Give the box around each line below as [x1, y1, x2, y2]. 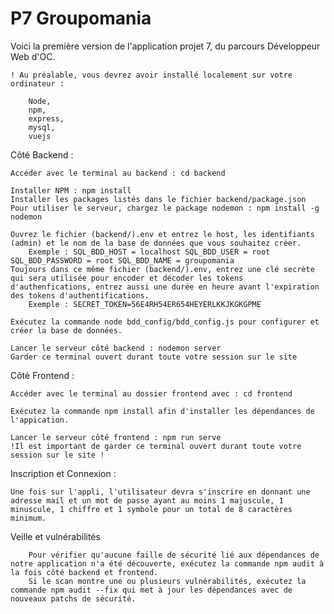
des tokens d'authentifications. [10, 290, 150, 301]
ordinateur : [10, 78, 65, 89]
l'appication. [10, 415, 70, 425]
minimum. [10, 513, 47, 523]
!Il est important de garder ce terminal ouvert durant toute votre [10, 441, 302, 451]
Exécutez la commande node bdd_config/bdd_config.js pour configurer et [10, 317, 320, 327]
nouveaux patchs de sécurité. [10, 593, 137, 604]
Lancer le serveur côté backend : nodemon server [10, 343, 222, 353]
